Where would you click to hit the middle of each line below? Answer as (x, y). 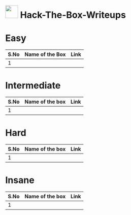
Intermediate (33, 86)
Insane (20, 180)
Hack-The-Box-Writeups (73, 15)
